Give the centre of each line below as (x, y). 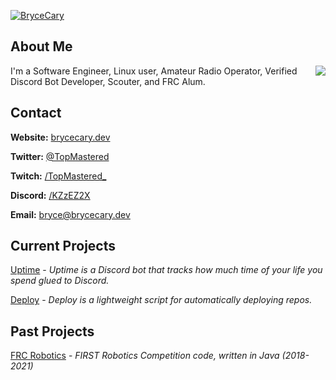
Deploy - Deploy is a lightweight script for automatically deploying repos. (161, 300)
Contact (36, 113)
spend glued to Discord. (60, 281)
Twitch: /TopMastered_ (58, 176)
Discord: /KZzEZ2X (50, 195)
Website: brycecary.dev (60, 137)
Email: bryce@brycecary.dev (70, 214)
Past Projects (52, 331)
